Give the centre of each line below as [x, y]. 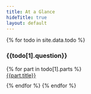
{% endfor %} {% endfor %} [41, 86]
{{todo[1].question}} [37, 56]
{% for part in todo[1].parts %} [44, 69]
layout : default [27, 23]
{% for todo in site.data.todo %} [46, 40]
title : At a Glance [31, 12]
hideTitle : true [27, 17]
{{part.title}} [21, 75]
